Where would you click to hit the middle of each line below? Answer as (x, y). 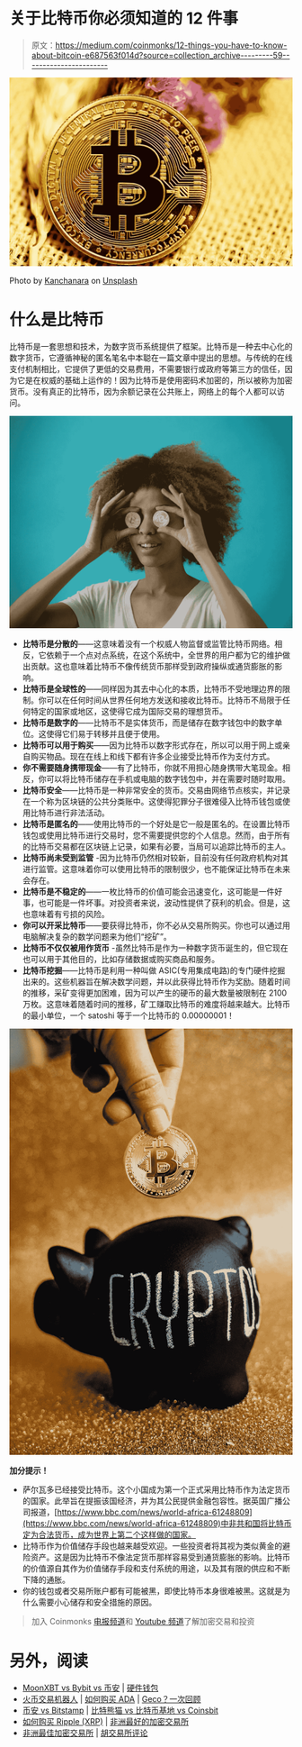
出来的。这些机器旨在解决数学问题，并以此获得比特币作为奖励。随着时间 (156, 982)
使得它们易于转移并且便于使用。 (105, 734)
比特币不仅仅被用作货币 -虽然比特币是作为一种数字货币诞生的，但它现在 (155, 948)
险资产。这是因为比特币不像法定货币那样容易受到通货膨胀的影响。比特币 (156, 1557)
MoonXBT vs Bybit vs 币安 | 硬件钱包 (90, 1688)
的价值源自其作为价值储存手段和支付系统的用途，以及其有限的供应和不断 (156, 1568)
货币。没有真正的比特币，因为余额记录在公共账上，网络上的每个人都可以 (143, 391)
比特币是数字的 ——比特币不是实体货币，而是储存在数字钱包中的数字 (148, 723)
